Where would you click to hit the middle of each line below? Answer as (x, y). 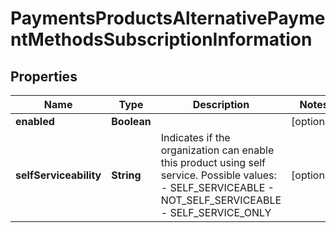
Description (221, 104)
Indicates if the (195, 137)
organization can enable (217, 150)
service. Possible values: (218, 175)
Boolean (131, 121)
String (126, 175)
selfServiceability (58, 175)
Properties (44, 76)
